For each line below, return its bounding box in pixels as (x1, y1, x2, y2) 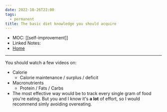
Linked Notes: (12, 40, 41, 46)
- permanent (9, 16, 35, 21)
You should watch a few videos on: (5, 60, 77, 66)
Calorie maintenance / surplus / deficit (19, 75, 98, 81)
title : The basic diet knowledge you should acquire (5, 21, 117, 26)
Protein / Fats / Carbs (19, 85, 64, 91)
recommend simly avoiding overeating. (12, 101, 92, 107)
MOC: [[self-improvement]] (12, 35, 69, 41)
